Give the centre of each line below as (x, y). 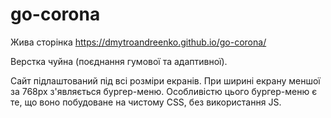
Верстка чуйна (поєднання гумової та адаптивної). (119, 61)
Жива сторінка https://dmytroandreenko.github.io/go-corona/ (138, 42)
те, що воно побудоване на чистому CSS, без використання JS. (146, 102)
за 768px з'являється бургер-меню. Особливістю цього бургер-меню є (164, 91)
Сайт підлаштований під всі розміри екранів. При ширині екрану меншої (165, 80)
